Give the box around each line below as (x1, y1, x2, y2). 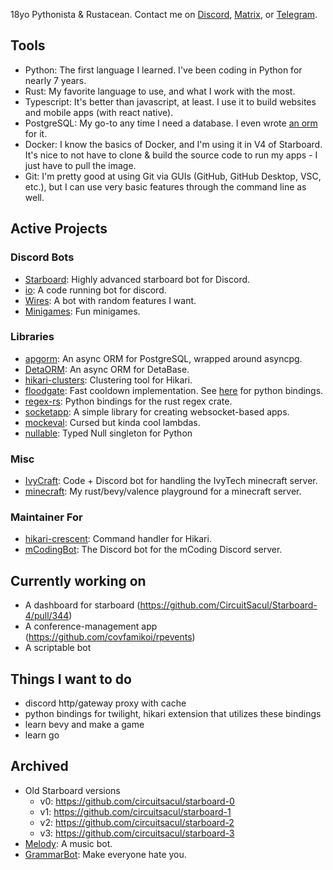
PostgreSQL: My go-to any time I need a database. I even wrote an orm (24, 117, 318, 129)
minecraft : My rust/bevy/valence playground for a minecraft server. (24, 485, 302, 498)
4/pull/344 (24, 610, 70, 622)
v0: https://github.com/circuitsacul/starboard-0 (39, 795, 235, 807)
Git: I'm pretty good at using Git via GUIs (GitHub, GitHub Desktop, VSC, (24, 170, 322, 182)
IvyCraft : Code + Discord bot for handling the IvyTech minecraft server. (24, 475, 318, 487)
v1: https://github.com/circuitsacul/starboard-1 (39, 805, 232, 818)
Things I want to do (10, 670, 132, 688)
